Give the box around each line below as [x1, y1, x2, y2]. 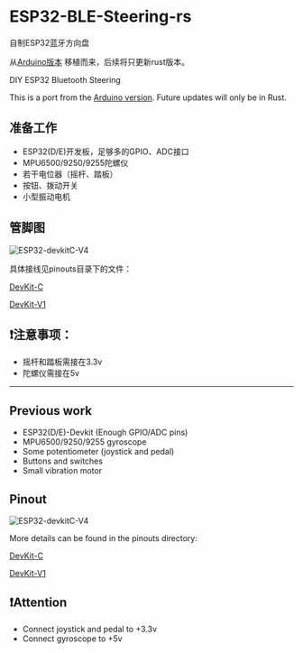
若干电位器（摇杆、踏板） [22, 169, 118, 179]
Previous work [9, 403, 93, 418]
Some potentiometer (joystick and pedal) [22, 446, 175, 457]
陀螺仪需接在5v [22, 368, 79, 379]
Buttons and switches [22, 455, 104, 466]
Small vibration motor [22, 465, 102, 476]
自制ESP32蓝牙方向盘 [9, 37, 90, 48]
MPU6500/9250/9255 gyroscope [22, 437, 147, 447]
